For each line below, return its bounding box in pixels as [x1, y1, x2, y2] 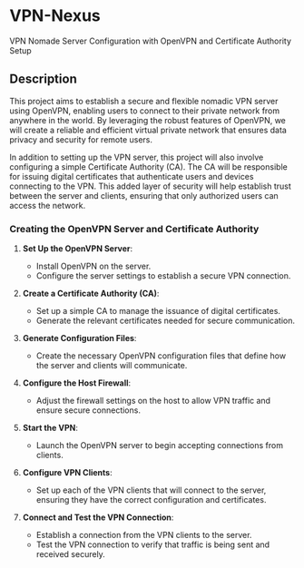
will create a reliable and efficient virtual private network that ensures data [9, 124, 288, 135]
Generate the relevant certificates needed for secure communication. [35, 315, 296, 327]
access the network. [9, 200, 86, 211]
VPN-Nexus [9, 5, 102, 26]
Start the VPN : [22, 423, 79, 434]
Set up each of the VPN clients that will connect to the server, [35, 485, 267, 495]
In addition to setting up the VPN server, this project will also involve [9, 152, 264, 162]
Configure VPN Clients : [22, 467, 113, 478]
